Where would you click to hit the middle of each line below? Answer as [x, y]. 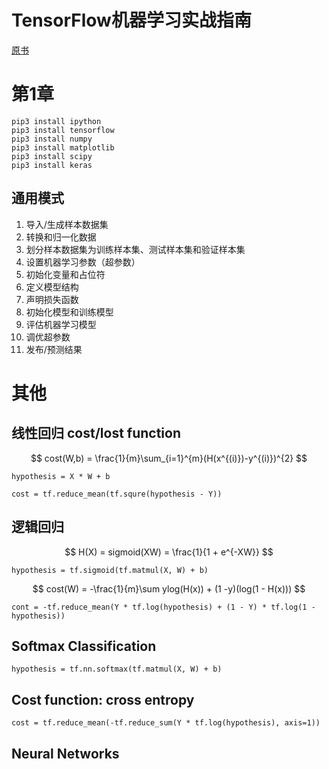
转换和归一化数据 [61, 237]
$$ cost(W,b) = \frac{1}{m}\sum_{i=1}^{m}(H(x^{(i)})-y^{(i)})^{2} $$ [169, 458]
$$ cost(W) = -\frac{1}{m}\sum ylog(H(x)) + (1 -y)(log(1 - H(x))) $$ [169, 588]
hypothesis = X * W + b [61, 476]
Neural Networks [65, 753]
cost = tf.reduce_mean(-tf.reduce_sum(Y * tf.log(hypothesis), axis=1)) [166, 723]
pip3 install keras [52, 165]
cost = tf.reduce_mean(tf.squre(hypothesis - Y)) [117, 494]
